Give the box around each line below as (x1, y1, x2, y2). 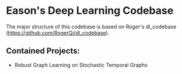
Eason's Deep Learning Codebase (6, 4, 174, 17)
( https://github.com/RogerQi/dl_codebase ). (6, 29, 110, 36)
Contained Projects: (6, 46, 80, 56)
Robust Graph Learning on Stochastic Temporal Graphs (14, 61, 148, 68)
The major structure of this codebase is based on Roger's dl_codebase (6, 23, 177, 30)
